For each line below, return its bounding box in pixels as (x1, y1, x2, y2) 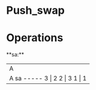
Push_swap (6, 4, 65, 17)
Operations (6, 31, 64, 45)
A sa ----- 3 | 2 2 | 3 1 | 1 (9, 74, 87, 83)
